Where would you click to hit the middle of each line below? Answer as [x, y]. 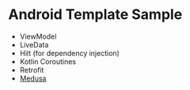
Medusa [33, 78]
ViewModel [38, 36]
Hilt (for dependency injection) [70, 53]
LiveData [34, 44]
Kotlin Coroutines [48, 62]
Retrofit [32, 69]
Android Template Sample [95, 15]
